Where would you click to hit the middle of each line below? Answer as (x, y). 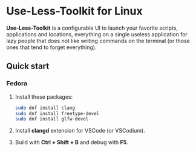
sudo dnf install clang (45, 108)
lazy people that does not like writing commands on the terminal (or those (98, 41)
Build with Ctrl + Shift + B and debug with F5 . (72, 142)
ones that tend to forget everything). (51, 47)
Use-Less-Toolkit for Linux (75, 11)
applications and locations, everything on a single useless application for (97, 34)
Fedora (17, 84)
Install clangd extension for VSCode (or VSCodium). (80, 131)
